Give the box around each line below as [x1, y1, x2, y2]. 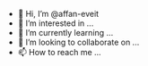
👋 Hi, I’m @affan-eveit [17, 9, 100, 19]
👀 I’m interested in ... [17, 18, 94, 29]
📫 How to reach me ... [17, 47, 101, 57]
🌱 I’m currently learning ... [17, 28, 114, 37]
